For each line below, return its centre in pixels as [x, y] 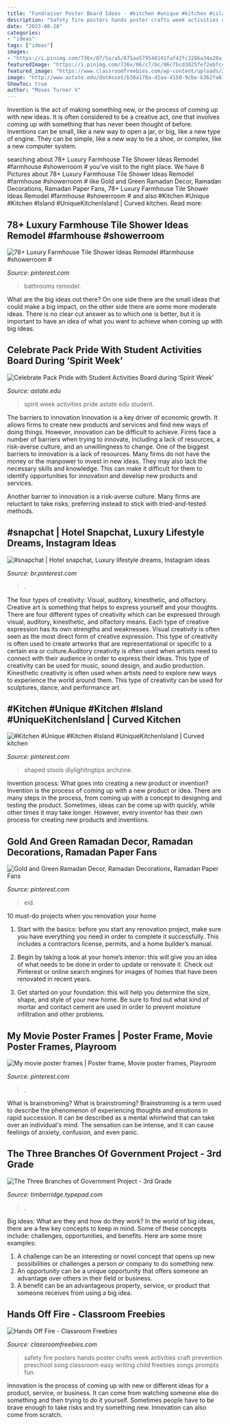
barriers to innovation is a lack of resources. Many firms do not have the [109, 453]
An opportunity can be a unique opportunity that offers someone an [113, 1271]
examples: [22, 1243]
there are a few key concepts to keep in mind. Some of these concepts [107, 1228]
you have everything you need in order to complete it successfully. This [118, 937]
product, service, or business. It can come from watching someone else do [113, 1392]
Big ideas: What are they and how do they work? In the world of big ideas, [111, 1221]
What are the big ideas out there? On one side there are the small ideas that [114, 299]
